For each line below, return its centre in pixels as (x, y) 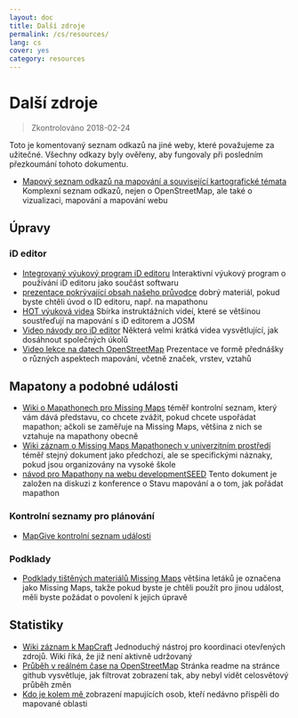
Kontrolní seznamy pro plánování (82, 516)
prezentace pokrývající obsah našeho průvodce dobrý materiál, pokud (151, 292)
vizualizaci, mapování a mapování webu (95, 200)
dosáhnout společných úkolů (75, 339)
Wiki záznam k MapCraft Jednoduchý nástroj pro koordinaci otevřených (154, 647)
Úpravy (30, 228)
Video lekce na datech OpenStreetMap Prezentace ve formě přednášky (153, 349)
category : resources (48, 59)
